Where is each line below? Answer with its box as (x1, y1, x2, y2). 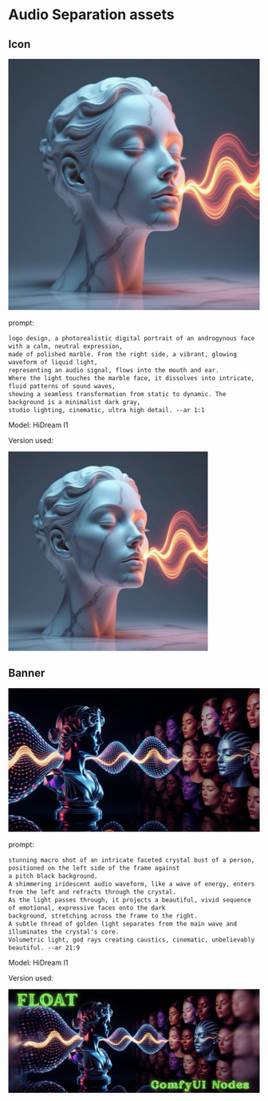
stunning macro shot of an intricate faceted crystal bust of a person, (8, 855, 255, 864)
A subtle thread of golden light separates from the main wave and (8, 919, 238, 928)
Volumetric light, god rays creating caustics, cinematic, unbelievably (8, 935, 255, 944)
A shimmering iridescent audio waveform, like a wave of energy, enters (8, 879, 255, 888)
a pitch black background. (8, 871, 98, 880)
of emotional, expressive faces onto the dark (8, 903, 166, 912)
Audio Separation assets (8, 6, 175, 24)
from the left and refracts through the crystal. (8, 887, 177, 896)
